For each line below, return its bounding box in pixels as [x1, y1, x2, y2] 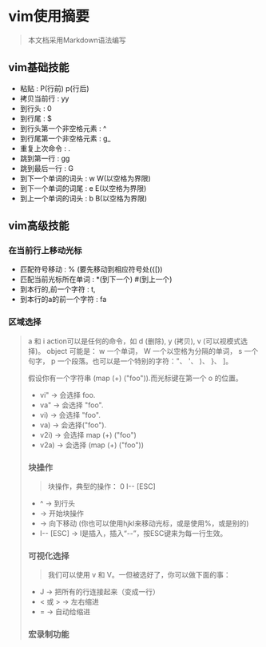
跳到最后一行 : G [19, 163, 74, 173]
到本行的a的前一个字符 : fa [19, 295, 107, 304]
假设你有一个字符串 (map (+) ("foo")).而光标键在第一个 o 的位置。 [27, 373, 243, 383]
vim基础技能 [8, 61, 69, 74]
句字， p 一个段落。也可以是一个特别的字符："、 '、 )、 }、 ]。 [27, 356, 233, 366]
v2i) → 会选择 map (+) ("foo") [39, 430, 137, 439]
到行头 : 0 [19, 103, 52, 113]
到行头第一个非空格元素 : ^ [19, 123, 107, 133]
